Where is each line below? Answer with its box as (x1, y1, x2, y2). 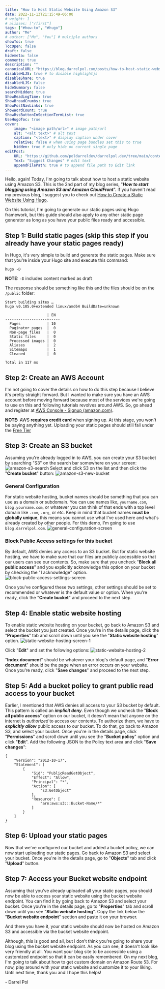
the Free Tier (5, 428, 31, 433)
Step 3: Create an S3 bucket (5, 441, 93, 450)
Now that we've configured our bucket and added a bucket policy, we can (5, 844, 155, 850)
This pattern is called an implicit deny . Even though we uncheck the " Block (5, 708, 158, 713)
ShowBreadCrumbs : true (5, 99, 52, 104)
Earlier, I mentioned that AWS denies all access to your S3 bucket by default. (5, 702, 160, 709)
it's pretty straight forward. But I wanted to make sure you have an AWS (5, 392, 150, 398)
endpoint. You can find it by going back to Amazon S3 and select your (5, 898, 147, 904)
